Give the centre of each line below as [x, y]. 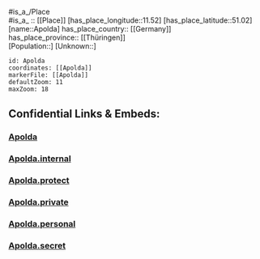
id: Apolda [27, 61]
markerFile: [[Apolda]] [49, 75]
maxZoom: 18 [28, 89]
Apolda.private [38, 202]
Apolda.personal [42, 224]
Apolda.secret [37, 245]
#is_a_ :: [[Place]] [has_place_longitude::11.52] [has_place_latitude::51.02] [130, 20]
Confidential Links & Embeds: [84, 114]
